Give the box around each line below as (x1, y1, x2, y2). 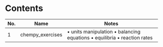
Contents (5, 3, 44, 14)
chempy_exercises (20, 31, 63, 38)
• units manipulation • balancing (67, 28, 141, 35)
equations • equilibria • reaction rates (67, 34, 153, 41)
